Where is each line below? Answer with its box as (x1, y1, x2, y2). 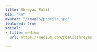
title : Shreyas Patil (5, 7, 50, 12)
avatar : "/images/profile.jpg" (5, 16, 70, 21)
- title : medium (5, 30, 39, 35)
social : (5, 26, 21, 31)
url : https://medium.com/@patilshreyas (9, 35, 93, 40)
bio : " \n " (5, 12, 26, 17)
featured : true (5, 21, 37, 26)
